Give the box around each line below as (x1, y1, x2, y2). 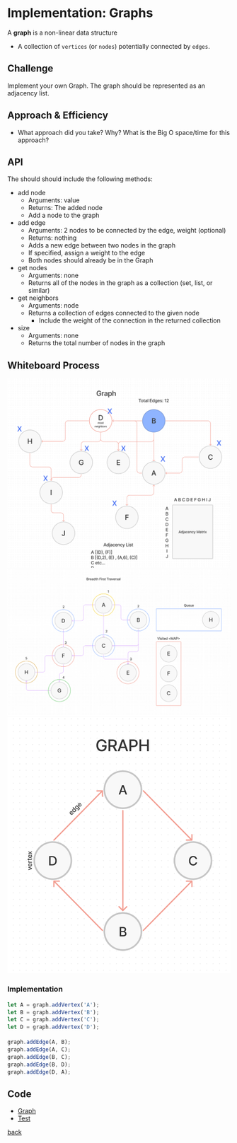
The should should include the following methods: (7, 175, 154, 183)
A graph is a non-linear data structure (7, 28, 118, 37)
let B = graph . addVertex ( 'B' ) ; (7, 1009, 100, 1016)
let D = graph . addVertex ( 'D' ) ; (7, 1023, 100, 1031)
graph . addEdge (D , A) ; (7, 1068, 71, 1076)
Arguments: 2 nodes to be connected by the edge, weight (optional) (28, 226, 226, 235)
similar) (28, 286, 50, 295)
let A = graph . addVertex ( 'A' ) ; (7, 1001, 100, 1009)
